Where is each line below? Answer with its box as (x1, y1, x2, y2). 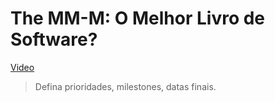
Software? (10, 28, 98, 51)
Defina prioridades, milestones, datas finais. (34, 80, 217, 92)
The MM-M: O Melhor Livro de (10, 7, 266, 30)
